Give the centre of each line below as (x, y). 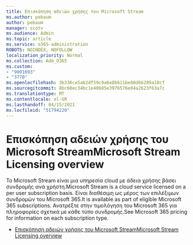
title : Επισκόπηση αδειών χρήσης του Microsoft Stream (75, 11)
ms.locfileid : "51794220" (38, 110)
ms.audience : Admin (30, 34)
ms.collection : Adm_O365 (37, 61)
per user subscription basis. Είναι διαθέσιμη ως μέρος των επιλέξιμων (93, 193)
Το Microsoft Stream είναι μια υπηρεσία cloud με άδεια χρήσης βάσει (91, 181)
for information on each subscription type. (58, 218)
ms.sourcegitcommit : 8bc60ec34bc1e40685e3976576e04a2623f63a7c (86, 88)
